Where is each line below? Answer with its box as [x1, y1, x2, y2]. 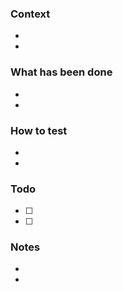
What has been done [10, 65, 113, 79]
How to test [10, 123, 68, 137]
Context [10, 7, 51, 21]
